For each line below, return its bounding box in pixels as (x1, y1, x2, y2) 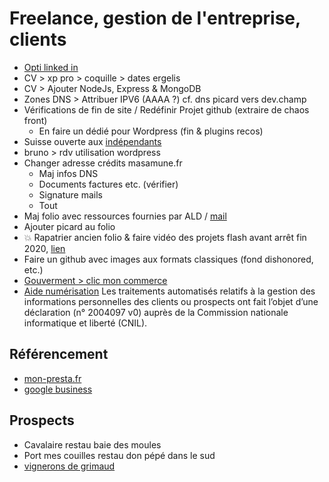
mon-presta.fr (23, 372, 82, 384)
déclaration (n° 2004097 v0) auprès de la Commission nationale (23, 306, 289, 318)
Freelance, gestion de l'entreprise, (9, 7, 301, 30)
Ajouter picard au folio (23, 220, 116, 232)
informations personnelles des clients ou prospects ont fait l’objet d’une (23, 295, 319, 307)
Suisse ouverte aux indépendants (23, 135, 162, 147)
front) (23, 114, 48, 126)
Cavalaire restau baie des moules (23, 438, 162, 451)
